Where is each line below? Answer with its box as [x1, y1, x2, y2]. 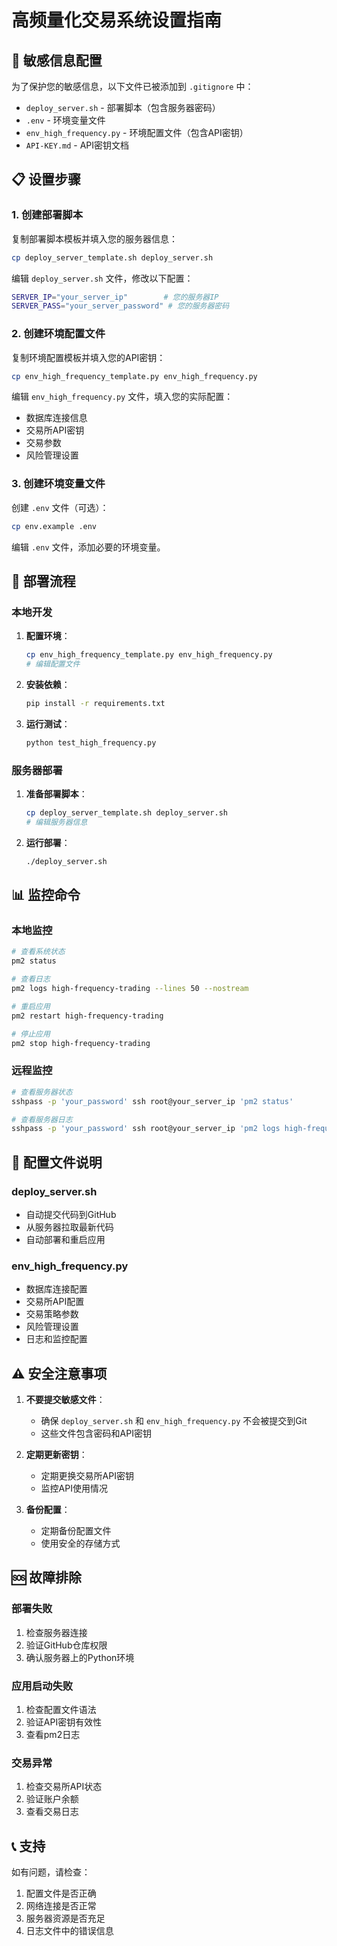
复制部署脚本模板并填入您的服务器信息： [11, 232, 178, 245]
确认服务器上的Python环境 [25, 1651, 135, 1663]
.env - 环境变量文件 [25, 114, 106, 126]
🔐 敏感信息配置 [11, 52, 103, 69]
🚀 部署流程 [11, 573, 76, 590]
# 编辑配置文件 [25, 659, 81, 670]
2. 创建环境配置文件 [11, 327, 106, 341]
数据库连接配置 [25, 1283, 88, 1295]
